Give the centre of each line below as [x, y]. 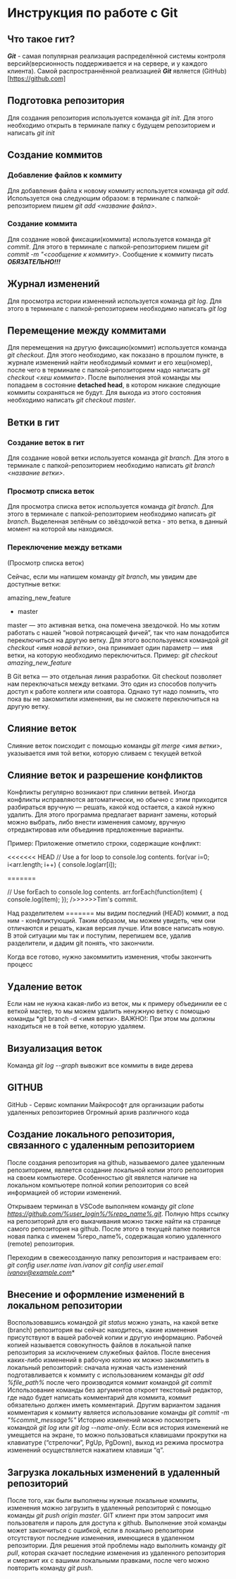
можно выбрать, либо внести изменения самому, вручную [97, 822]
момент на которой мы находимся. [61, 529]
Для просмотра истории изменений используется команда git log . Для [114, 301]
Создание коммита [42, 224]
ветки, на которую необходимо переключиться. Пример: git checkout [113, 655]
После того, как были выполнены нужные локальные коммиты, [103, 1501]
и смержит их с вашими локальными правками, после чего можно [108, 1561]
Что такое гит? [41, 39]
